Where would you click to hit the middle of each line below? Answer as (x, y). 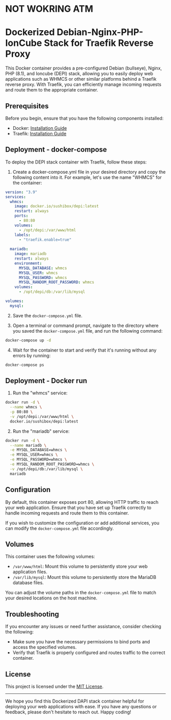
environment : (28, 263)
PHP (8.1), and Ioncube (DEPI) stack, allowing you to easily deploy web (79, 74)
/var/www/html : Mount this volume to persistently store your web (80, 566)
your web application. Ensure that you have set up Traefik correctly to (78, 507)
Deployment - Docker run (46, 380)
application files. (30, 572)
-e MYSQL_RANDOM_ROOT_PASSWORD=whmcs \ (52, 464)
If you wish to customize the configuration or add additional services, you (82, 523)
